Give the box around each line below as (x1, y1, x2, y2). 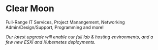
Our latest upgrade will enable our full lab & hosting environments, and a (5, 34, 154, 40)
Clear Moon (5, 3, 55, 14)
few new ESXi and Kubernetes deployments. (5, 39, 95, 45)
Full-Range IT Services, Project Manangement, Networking (5, 19, 125, 25)
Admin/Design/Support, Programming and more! (5, 24, 104, 30)
